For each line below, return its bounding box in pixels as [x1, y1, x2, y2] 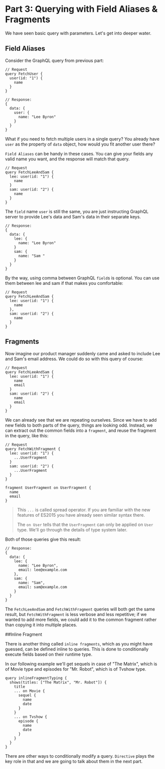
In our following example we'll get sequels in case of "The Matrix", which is [5, 661, 158, 667]
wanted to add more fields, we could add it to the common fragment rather [5, 616, 157, 622]
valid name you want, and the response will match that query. [5, 156, 130, 162]
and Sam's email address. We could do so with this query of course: [5, 356, 144, 362]
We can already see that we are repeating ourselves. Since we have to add [5, 417, 157, 423]
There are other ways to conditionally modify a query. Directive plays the [5, 753, 155, 759]
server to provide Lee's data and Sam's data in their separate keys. [5, 214, 141, 219]
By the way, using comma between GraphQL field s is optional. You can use [5, 275, 160, 281]
